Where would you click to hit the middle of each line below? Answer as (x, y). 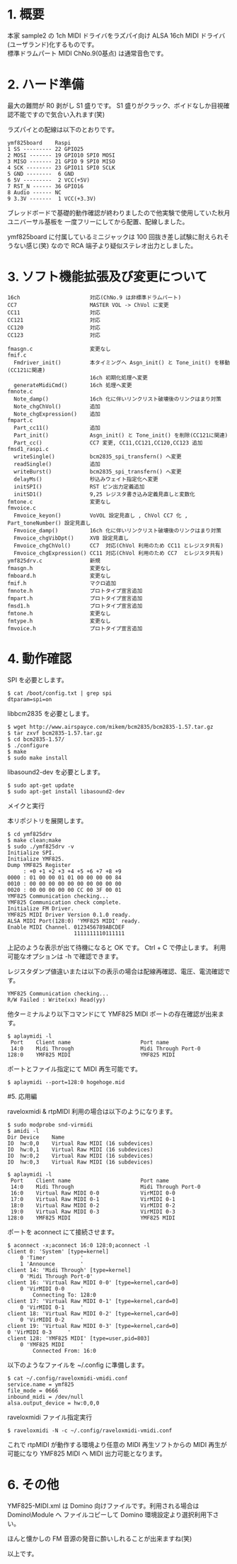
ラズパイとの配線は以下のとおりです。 (63, 129)
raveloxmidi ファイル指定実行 (50, 1417)
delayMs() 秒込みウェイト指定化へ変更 (86, 479)
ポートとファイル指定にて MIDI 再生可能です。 (74, 1068)
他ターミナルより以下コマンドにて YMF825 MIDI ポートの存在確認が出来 (112, 1014)
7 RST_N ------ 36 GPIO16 (45, 186)
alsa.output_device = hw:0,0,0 (53, 1403)
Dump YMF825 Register (39, 865)
